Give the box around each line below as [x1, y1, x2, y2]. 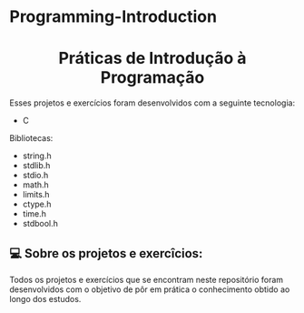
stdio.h [22, 170, 49, 181]
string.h [22, 150, 52, 161]
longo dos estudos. [9, 293, 82, 304]
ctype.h [22, 198, 52, 210]
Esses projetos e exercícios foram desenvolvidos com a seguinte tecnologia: [9, 97, 296, 108]
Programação [100, 67, 205, 88]
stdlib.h [22, 160, 51, 171]
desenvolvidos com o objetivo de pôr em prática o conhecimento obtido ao [9, 284, 290, 295]
